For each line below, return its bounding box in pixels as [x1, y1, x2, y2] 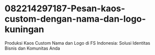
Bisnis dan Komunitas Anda [4, 45, 60, 51]
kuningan [4, 24, 44, 35]
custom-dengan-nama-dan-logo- [4, 13, 146, 25]
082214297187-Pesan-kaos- [4, 3, 125, 14]
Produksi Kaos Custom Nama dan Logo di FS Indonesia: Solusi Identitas [4, 40, 151, 46]
